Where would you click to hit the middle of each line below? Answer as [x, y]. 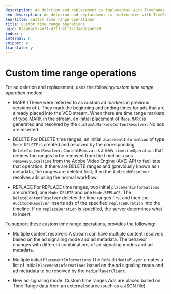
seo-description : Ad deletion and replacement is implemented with [78, 15]
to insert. [22, 214]
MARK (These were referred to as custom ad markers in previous [81, 102]
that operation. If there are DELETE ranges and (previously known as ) [86, 166]
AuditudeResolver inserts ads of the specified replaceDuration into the [86, 203]
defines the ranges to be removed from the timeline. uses [73, 155]
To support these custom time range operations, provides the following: [80, 224]
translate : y [19, 48]
